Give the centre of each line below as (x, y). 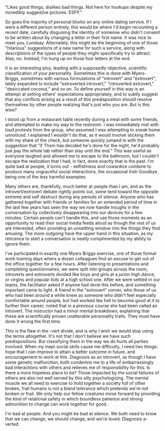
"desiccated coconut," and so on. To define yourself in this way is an (75, 89)
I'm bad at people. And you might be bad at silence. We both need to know (81, 414)
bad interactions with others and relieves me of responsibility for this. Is (78, 368)
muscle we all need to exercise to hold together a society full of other (75, 383)
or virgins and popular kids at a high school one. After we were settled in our (82, 279)
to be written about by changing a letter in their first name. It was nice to (78, 37)
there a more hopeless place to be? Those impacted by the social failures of (82, 373)
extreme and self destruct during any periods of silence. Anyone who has (80, 197)
